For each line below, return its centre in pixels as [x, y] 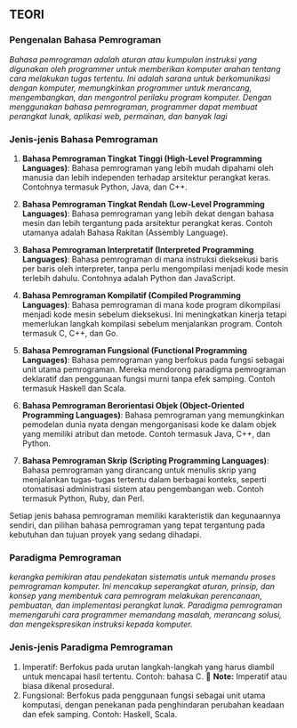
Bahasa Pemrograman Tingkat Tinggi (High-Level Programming [142, 158]
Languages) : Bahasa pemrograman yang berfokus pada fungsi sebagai [153, 360]
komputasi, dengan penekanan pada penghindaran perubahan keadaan [153, 704]
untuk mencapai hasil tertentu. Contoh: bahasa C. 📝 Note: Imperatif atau [154, 676]
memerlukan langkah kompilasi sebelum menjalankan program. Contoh [152, 323]
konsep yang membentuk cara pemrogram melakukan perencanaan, [136, 596]
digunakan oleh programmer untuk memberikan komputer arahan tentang [145, 69]
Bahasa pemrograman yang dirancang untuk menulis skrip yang [139, 470]
